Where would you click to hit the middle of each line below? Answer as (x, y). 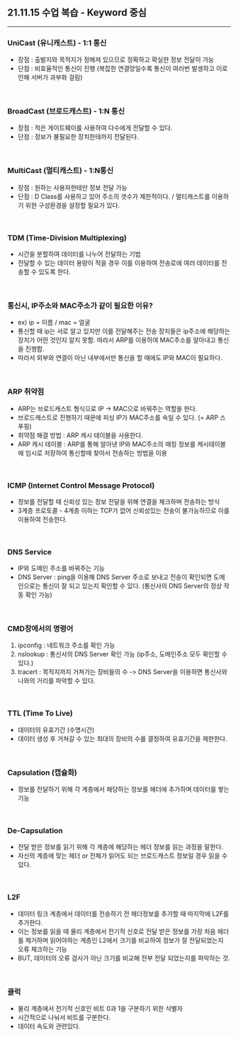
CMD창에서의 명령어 (40, 629)
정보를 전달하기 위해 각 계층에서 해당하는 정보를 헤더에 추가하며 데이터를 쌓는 (124, 790)
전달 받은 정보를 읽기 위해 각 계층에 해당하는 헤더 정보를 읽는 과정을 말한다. (120, 847)
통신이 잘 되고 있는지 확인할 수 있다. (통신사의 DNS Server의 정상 (132, 586)
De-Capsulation (35, 830)
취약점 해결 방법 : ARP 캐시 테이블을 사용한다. (80, 435)
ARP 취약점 (26, 392)
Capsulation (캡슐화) (42, 773)
